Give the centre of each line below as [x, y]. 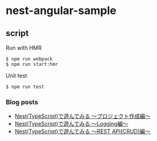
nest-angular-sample [61, 11]
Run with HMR [24, 48]
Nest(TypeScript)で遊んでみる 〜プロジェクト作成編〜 [82, 116]
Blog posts [22, 102]
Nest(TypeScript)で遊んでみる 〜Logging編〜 [71, 124]
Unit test [17, 76]
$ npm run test [25, 87]
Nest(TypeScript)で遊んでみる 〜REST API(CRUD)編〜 [82, 131]
